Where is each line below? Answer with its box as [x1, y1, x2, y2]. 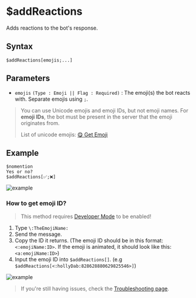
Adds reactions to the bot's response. [6, 24, 98, 31]
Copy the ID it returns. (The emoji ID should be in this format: [14, 236, 163, 244]
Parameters [6, 73, 50, 84]
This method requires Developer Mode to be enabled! [20, 213, 152, 220]
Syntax [6, 41, 33, 52]
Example [6, 148, 39, 158]
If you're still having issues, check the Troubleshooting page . [20, 285, 170, 292]
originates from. [20, 119, 60, 126]
